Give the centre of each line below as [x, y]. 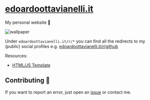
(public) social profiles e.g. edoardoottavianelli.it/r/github [62, 46]
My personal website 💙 [28, 22]
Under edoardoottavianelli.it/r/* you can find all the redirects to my [75, 41]
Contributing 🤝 [28, 80]
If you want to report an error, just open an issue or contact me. [68, 92]
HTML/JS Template [31, 65]
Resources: [16, 56]
